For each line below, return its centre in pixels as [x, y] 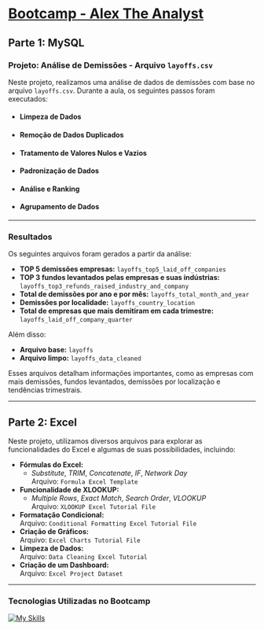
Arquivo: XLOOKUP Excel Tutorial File [93, 507]
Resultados [30, 237]
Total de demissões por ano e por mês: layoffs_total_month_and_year [134, 294]
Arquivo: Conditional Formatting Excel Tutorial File [108, 523]
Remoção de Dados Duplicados [71, 135]
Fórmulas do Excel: [51, 465]
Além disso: [27, 334]
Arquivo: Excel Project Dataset [71, 573]
